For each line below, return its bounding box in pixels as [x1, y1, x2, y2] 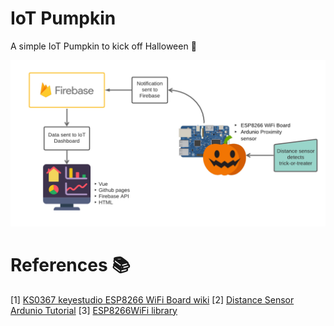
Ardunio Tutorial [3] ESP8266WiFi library [10, 304, 178, 316]
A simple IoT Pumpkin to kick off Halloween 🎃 [10, 40, 197, 52]
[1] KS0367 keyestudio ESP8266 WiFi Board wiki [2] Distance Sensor [10, 293, 295, 306]
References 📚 [10, 253, 131, 276]
